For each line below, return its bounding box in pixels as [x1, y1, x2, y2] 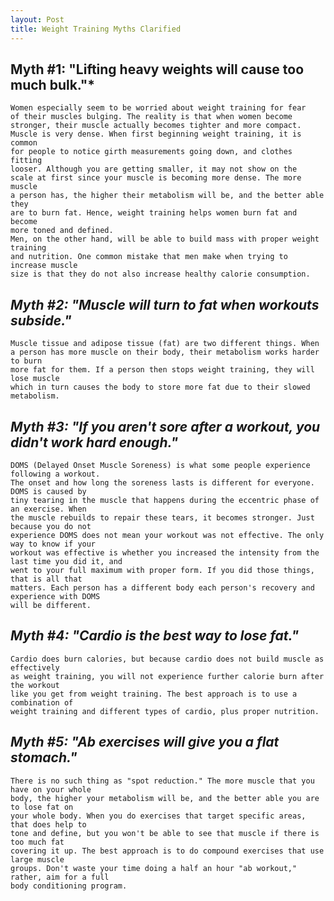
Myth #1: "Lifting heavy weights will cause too [10, 61, 305, 78]
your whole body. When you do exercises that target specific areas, [10, 811, 307, 821]
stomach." [10, 749, 78, 766]
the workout [10, 680, 60, 690]
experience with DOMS [10, 591, 101, 601]
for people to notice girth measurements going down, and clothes [10, 147, 293, 157]
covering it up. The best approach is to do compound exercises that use [10, 846, 325, 856]
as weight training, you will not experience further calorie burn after [10, 671, 325, 681]
